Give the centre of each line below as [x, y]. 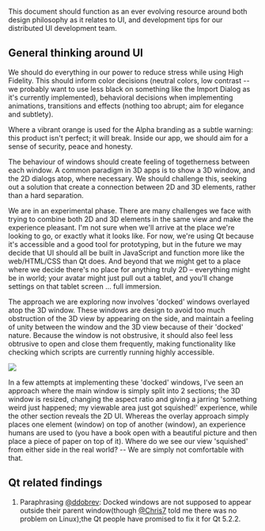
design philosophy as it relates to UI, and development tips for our [115, 20]
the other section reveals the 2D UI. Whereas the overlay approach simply [129, 415]
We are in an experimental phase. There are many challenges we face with [130, 211]
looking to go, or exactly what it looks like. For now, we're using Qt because [131, 236]
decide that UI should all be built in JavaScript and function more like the [127, 252]
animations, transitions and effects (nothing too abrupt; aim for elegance [126, 105]
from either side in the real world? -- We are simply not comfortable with [126, 449]
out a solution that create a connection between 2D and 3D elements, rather [132, 187]
